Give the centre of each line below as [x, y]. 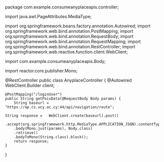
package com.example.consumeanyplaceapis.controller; [62, 7]
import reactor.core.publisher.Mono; [41, 71]
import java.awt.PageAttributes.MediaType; [48, 16]
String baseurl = [31, 103]
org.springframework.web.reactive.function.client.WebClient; [67, 52]
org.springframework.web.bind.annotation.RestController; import [70, 47]
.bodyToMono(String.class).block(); [51, 137]
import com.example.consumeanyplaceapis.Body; [55, 61]
